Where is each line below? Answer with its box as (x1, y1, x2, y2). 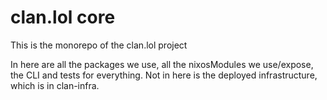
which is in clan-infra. (10, 79, 100, 91)
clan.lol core (10, 6, 116, 29)
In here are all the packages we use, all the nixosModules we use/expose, (10, 58, 314, 70)
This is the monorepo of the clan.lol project (10, 39, 188, 51)
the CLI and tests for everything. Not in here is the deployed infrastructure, (10, 69, 318, 81)
